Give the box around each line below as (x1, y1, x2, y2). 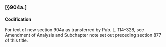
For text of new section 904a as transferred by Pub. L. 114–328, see (5, 27, 144, 33)
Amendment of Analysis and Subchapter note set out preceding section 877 (5, 32, 161, 38)
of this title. (5, 37, 28, 43)
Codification (5, 16, 31, 22)
